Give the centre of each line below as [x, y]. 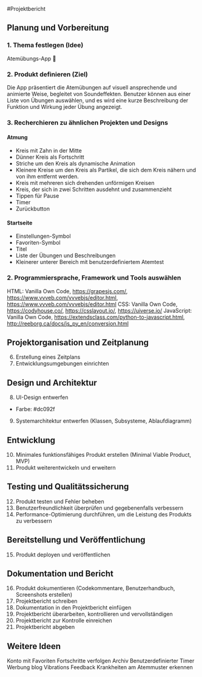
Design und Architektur [52, 383]
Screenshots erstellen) [44, 595]
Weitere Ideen [34, 646]
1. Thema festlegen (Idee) [45, 45]
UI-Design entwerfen [42, 397]
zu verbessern [34, 521]
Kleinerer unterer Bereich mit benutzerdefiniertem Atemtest [90, 262]
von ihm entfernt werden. [47, 176]
